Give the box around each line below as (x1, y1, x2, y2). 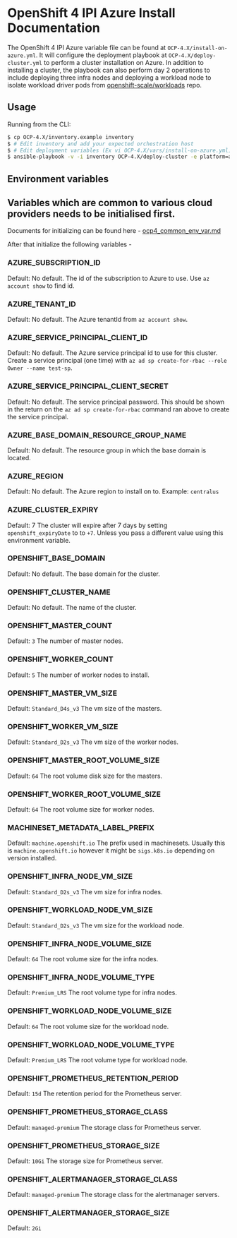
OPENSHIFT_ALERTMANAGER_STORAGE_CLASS (7, 1174, 178, 1184)
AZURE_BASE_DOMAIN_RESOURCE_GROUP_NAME (7, 430, 187, 440)
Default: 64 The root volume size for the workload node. (7, 1022, 169, 1030)
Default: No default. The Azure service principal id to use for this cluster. (7, 349, 218, 357)
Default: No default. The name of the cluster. (7, 603, 137, 612)
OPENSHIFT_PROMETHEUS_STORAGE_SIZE (7, 1141, 160, 1150)
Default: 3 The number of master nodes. (7, 637, 123, 645)
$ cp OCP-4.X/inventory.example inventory (7, 133, 134, 140)
